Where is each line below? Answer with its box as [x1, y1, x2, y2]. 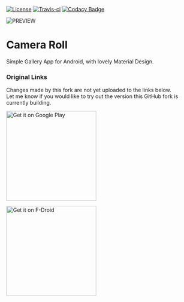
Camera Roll [6, 38, 68, 52]
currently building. [6, 99, 52, 106]
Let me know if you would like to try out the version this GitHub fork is [6, 93, 179, 100]
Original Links [6, 72, 48, 81]
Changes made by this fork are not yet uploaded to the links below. [6, 87, 172, 94]
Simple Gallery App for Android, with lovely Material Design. [6, 57, 154, 65]
